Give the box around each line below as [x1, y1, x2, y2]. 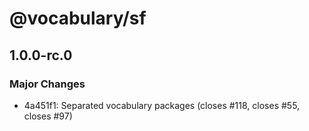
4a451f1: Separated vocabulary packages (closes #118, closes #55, [23, 99, 301, 111]
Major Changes [9, 77, 86, 91]
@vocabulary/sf [9, 7, 147, 30]
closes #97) [23, 110, 73, 122]
